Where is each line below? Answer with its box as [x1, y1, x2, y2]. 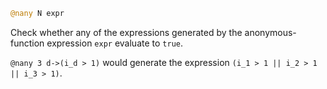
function [10, 37, 45, 49]
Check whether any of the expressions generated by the [10, 26, 243, 38]
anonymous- [244, 26, 297, 38]
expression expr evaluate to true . [46, 37, 184, 49]
